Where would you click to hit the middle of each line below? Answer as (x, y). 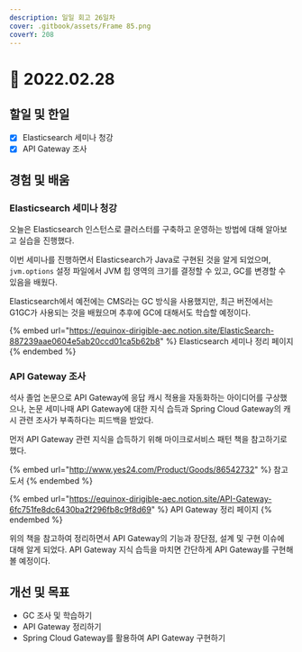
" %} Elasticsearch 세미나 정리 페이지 (227, 341)
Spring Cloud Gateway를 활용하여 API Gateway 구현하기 (124, 638)
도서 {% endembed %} (51, 481)
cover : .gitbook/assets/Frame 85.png (80, 26)
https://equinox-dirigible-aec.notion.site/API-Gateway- (170, 499)
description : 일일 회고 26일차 (62, 18)
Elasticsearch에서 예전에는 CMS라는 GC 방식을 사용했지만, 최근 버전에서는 (142, 302)
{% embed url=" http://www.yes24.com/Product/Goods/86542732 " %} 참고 (149, 470)
